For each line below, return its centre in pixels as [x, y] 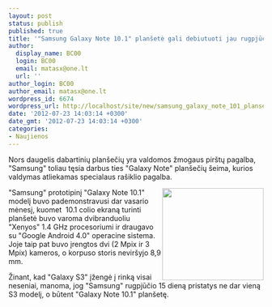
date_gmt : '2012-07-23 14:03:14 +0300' [76, 122]
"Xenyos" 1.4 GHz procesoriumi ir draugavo [81, 227]
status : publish [36, 23]
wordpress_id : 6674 [41, 99]
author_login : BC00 [41, 83]
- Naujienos [28, 136]
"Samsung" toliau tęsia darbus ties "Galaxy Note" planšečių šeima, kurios [131, 168]
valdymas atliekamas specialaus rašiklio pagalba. [90, 177]
